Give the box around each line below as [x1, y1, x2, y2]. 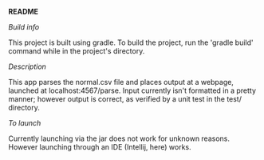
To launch [8, 118, 41, 127]
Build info [8, 22, 40, 31]
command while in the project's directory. [8, 46, 145, 55]
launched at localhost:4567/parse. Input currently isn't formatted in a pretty [8, 86, 257, 95]
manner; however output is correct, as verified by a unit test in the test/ [8, 94, 242, 103]
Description [8, 62, 46, 71]
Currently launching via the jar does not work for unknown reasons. [8, 134, 230, 143]
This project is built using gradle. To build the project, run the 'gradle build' [8, 38, 254, 47]
